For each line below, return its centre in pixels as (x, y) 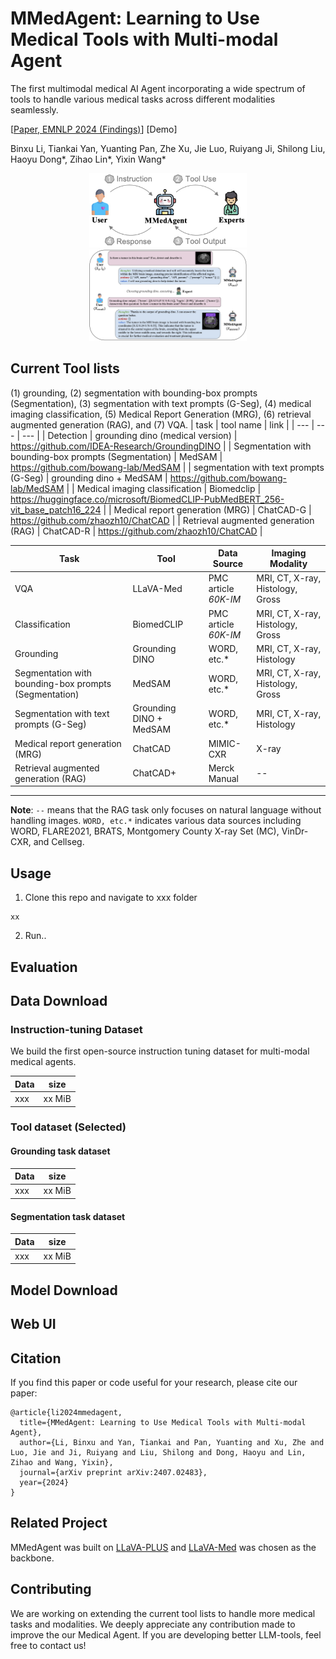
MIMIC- (225, 743)
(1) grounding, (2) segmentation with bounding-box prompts (134, 393)
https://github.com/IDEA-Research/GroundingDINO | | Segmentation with (161, 446)
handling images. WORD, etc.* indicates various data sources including (156, 821)
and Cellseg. (59, 842)
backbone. (32, 1558)
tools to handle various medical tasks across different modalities (143, 99)
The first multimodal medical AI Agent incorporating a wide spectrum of (158, 88)
